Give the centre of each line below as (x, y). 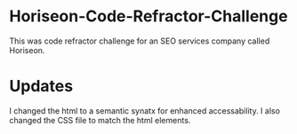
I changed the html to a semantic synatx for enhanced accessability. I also (144, 110)
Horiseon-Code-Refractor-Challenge (148, 16)
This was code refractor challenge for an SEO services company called (140, 41)
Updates (41, 87)
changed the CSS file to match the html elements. (100, 120)
